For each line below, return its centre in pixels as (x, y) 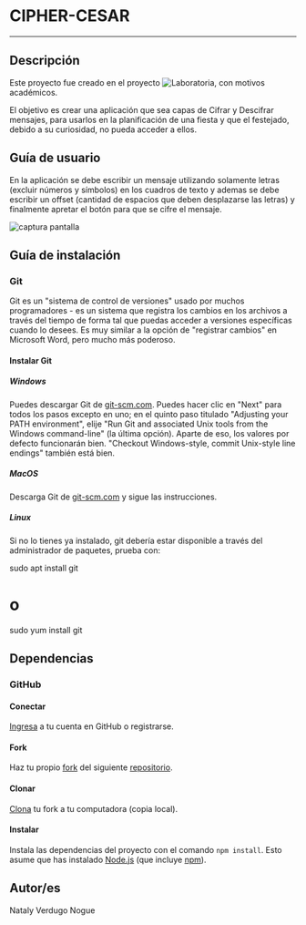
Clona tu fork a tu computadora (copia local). (94, 808)
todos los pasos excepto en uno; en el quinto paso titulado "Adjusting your (149, 414)
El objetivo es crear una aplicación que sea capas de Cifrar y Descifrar (142, 109)
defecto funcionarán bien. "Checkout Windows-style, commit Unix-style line (153, 443)
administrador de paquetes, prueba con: (85, 550)
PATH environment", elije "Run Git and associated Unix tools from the (139, 424)
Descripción (45, 61)
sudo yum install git (46, 630)
